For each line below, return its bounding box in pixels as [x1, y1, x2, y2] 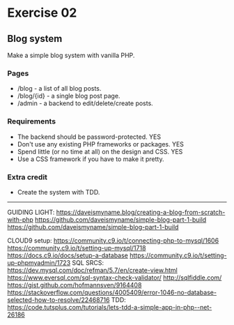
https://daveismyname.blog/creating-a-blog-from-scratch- [56, 208, 226, 216]
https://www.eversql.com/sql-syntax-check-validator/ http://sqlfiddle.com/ [7, 273, 222, 282]
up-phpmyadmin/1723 [7, 258, 71, 266]
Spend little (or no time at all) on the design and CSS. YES [17, 147, 183, 156]
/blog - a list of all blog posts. [17, 84, 102, 93]
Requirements [7, 116, 56, 126]
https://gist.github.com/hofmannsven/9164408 [7, 280, 142, 289]
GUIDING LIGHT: [7, 208, 55, 216]
